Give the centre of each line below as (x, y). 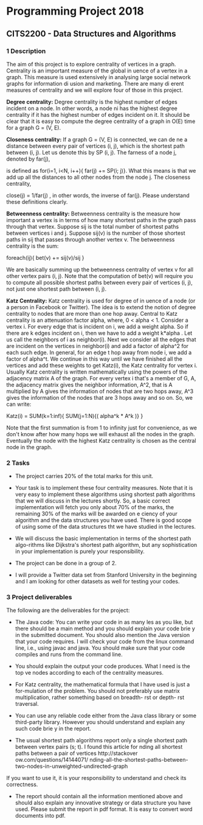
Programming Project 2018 (75, 11)
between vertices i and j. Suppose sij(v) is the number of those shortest (96, 233)
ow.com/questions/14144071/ (52, 760)
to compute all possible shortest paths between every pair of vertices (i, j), (100, 282)
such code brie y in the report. (53, 729)
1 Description (26, 51)
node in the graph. (29, 447)
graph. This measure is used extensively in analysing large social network (99, 77)
